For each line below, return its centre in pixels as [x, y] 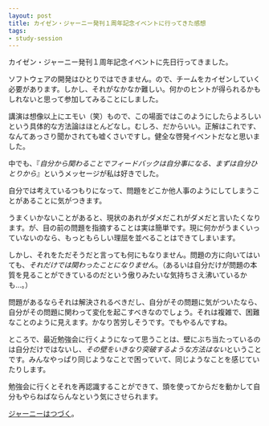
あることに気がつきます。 [64, 201]
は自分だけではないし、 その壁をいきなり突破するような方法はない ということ [135, 350]
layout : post [30, 16]
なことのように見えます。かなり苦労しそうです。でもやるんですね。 [120, 322]
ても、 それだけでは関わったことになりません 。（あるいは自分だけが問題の [129, 265]
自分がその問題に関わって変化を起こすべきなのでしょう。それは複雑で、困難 [134, 312]
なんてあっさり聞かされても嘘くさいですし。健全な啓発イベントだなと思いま [134, 137]
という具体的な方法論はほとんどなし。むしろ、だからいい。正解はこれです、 [134, 126]
